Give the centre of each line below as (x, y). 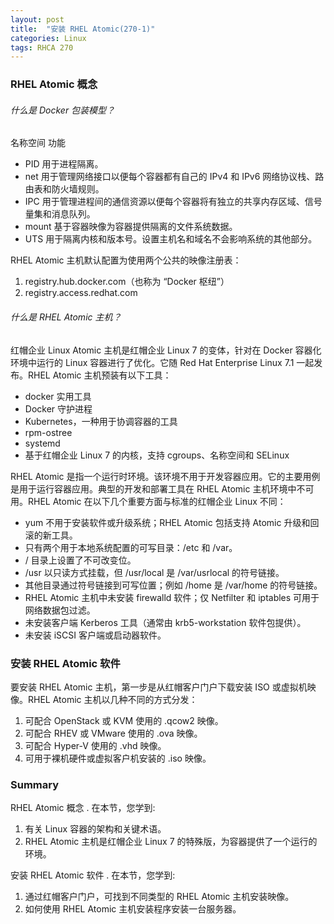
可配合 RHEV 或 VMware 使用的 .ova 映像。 (113, 733)
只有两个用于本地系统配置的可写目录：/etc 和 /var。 (131, 547)
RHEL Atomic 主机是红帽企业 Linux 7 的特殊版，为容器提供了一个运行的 (171, 842)
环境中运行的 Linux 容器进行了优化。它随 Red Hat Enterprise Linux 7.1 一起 (162, 362)
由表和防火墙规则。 (64, 189)
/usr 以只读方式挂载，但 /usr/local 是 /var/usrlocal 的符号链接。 (154, 572)
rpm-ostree (48, 432)
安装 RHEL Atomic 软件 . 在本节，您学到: (93, 875)
